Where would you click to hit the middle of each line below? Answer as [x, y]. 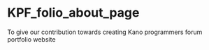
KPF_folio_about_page [73, 13]
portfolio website [31, 39]
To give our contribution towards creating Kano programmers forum [105, 32]
